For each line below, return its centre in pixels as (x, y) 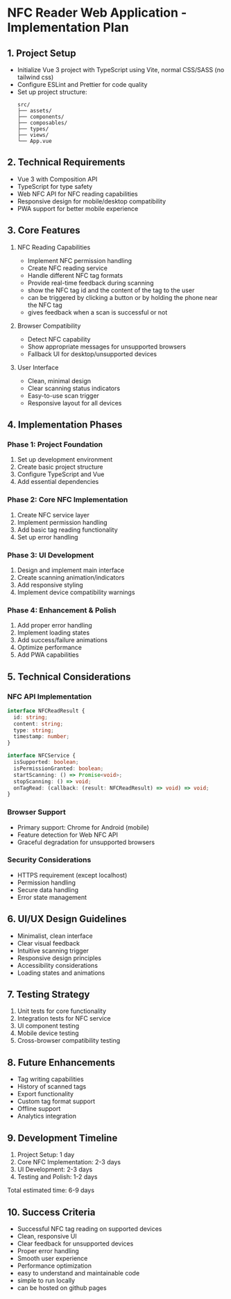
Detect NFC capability (59, 339)
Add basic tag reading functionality (67, 530)
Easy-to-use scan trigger (63, 395)
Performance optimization (54, 1266)
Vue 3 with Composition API (57, 179)
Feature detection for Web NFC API (68, 835)
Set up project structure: (52, 92)
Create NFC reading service (67, 268)
